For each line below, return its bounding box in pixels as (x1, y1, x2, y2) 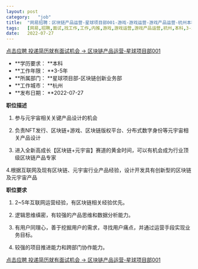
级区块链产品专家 (14, 154, 57, 161)
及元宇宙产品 (6, 174, 37, 181)
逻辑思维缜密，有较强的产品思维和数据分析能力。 (14, 211, 134, 218)
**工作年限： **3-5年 (14, 67, 68, 74)
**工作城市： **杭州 (14, 82, 63, 89)
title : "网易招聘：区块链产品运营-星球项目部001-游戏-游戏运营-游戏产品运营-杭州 (6, 19, 187, 25)
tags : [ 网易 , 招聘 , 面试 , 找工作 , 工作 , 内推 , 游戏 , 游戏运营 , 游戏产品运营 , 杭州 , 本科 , (6, 25, 187, 31)
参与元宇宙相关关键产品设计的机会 (14, 114, 98, 121)
